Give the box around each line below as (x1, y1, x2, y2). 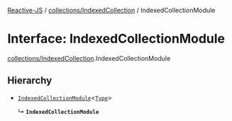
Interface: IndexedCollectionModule (7, 31, 226, 47)
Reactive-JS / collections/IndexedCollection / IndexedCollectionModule (7, 6, 216, 14)
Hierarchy (7, 74, 53, 87)
